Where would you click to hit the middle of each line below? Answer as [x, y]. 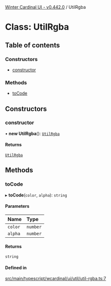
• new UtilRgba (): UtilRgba [32, 133]
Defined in [16, 267]
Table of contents [32, 45]
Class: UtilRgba [37, 27]
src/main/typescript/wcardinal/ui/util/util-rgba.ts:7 [56, 279]
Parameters [17, 206]
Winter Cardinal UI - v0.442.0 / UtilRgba [45, 7]
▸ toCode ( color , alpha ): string [36, 195]
